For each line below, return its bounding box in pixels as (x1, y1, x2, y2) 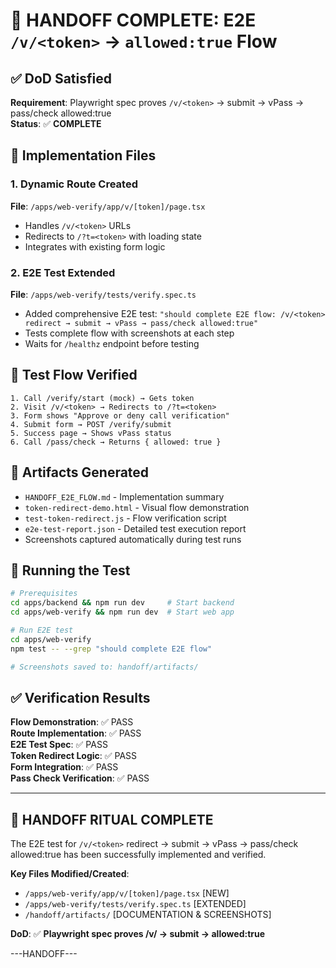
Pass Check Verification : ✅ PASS (10, 772, 150, 784)
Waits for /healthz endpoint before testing (24, 337, 200, 349)
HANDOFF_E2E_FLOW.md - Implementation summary (24, 490, 225, 503)
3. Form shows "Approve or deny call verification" (10, 410, 230, 421)
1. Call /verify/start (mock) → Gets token (10, 393, 195, 403)
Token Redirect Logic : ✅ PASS (10, 750, 138, 762)
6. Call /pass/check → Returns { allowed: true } (10, 437, 222, 447)
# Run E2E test (10, 625, 74, 636)
